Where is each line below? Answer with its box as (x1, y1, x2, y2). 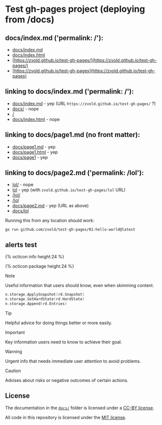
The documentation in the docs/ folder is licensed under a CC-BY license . (5, 405, 154, 411)
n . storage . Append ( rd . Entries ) (5, 301, 67, 306)
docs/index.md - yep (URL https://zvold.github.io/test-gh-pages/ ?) (12, 100, 156, 106)
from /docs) (5, 14, 55, 25)
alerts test (5, 240, 37, 249)
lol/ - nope (12, 182, 33, 188)
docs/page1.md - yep (12, 143, 56, 149)
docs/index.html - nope (12, 116, 60, 122)
